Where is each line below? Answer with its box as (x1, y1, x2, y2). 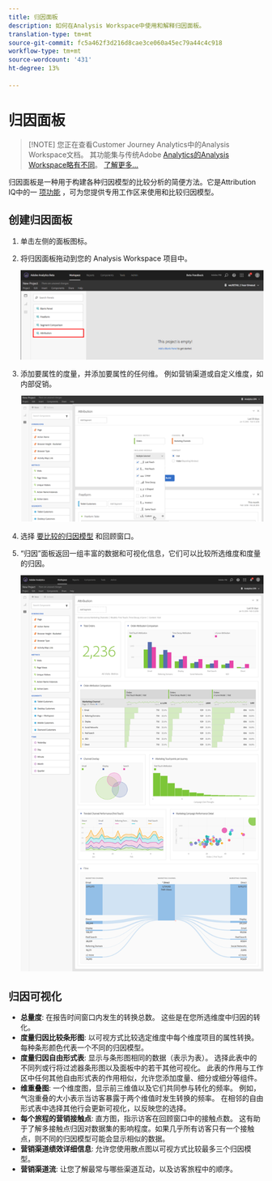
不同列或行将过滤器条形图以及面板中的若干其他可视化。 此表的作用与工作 (19, 1063, 264, 1073)
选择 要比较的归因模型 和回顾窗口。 (19, 531, 138, 542)
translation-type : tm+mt (8, 30, 92, 38)
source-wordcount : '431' (8, 56, 92, 64)
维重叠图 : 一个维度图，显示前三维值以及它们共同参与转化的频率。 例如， (19, 1083, 261, 1093)
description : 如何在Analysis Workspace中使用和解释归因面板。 (8, 21, 206, 30)
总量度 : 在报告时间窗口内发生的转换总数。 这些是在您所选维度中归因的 (19, 1013, 253, 1022)
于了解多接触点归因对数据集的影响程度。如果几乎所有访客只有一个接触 (19, 1124, 255, 1133)
